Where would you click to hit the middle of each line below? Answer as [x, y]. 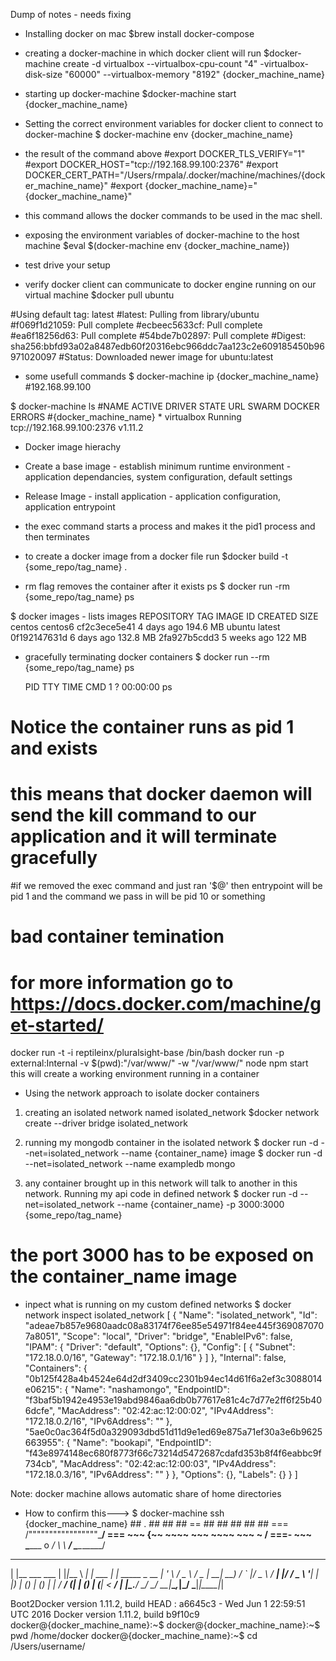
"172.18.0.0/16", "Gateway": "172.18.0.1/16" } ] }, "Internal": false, [155, 1358]
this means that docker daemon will [161, 794]
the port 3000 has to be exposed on [162, 1255]
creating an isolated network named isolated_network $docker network [172, 1113]
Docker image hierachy [73, 447]
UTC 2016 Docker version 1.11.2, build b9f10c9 [105, 1615]
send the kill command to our [133, 815]
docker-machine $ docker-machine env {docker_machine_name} [159, 134]
